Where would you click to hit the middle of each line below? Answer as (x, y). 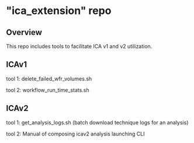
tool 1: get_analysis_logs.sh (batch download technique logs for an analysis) (97, 122)
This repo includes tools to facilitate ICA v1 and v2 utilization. (79, 46)
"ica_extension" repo (59, 11)
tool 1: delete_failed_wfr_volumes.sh (49, 79)
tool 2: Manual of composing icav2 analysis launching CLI (75, 134)
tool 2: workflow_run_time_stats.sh (48, 90)
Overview (24, 32)
